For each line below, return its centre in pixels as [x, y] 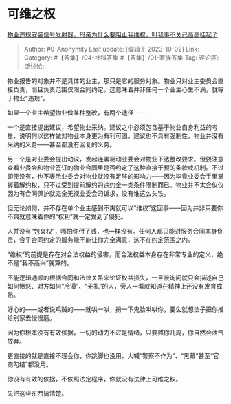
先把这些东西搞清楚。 [37, 393]
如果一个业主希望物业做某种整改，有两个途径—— [76, 112]
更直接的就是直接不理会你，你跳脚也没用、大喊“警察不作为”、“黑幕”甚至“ [110, 355]
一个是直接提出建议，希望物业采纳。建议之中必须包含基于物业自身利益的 [109, 127]
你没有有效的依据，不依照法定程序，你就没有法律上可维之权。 [95, 379]
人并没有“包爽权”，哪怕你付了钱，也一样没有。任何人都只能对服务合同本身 [112, 231]
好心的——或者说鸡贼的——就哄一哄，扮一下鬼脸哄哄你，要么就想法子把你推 [115, 309]
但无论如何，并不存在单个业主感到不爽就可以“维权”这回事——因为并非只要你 [115, 207]
